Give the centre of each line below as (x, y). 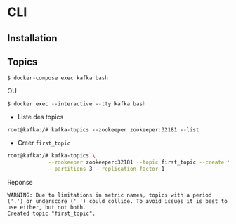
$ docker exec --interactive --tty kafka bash (77, 104)
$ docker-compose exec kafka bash (58, 78)
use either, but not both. (47, 208)
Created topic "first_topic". (52, 214)
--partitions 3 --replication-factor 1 (106, 169)
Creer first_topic (44, 143)
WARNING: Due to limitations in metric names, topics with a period (110, 195)
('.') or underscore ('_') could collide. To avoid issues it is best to (118, 202)
